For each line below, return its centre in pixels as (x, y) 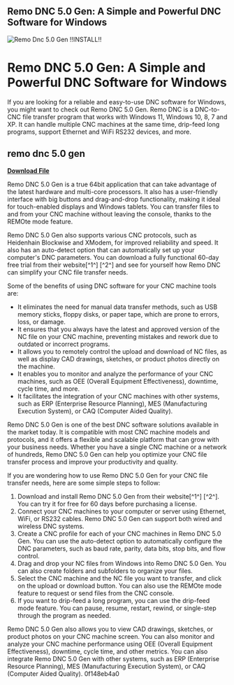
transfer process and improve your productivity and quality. (93, 462)
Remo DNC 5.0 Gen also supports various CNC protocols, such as (102, 235)
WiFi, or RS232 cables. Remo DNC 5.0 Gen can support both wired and (119, 518)
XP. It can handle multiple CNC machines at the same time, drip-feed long (114, 124)
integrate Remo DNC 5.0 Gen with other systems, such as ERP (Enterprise (114, 658)
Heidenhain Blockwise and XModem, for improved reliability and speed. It (113, 242)
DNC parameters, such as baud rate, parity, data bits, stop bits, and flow (121, 548)
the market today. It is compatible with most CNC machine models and (109, 432)
